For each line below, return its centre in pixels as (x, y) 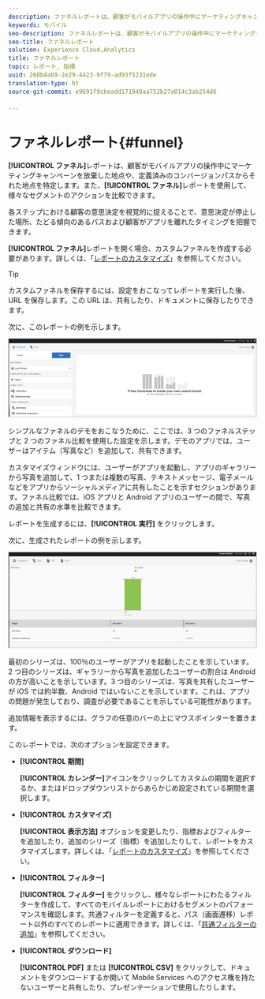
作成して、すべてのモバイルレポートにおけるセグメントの (133, 904)
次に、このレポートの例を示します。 (67, 327)
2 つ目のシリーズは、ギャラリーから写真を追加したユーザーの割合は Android (132, 672)
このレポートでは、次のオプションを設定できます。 (91, 744)
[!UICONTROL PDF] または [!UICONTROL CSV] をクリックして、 (125, 967)
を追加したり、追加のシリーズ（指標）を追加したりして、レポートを (130, 841)
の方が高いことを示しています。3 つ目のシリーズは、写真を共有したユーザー (131, 681)
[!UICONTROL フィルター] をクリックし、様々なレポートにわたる (125, 894)
